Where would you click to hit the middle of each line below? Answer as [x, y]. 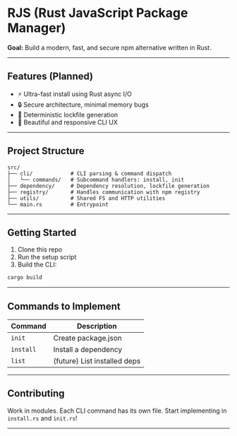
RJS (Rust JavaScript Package [98, 13]
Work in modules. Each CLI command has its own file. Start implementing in [117, 411]
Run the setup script [47, 257]
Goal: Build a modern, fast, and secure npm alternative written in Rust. [109, 47]
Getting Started [42, 232]
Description [97, 326]
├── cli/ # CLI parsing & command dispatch [90, 173]
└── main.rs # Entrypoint [58, 204]
